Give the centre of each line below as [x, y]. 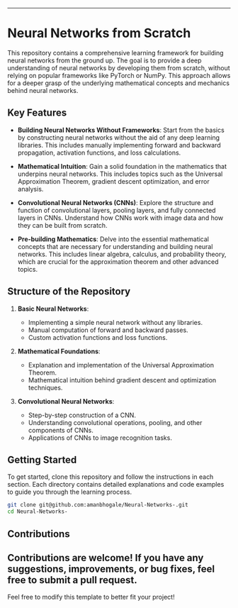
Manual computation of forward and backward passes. [108, 330]
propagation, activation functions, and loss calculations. [99, 153]
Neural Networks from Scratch [99, 33]
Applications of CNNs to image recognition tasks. [100, 438]
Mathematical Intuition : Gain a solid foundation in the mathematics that [122, 166]
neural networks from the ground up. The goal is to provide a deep [104, 60]
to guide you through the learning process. [70, 492]
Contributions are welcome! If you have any [106, 558]
